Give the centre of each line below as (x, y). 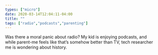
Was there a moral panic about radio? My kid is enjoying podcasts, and (76, 37)
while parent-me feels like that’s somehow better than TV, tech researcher (79, 42)
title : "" (15, 18)
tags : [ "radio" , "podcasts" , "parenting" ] (47, 23)
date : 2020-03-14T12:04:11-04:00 (39, 14)
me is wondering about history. (36, 47)
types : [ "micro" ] (23, 9)
